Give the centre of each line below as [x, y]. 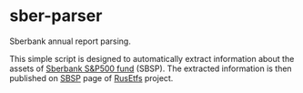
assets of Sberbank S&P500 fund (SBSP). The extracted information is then [151, 68]
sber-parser [56, 16]
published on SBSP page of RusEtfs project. [91, 77]
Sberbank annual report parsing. [71, 41]
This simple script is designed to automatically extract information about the [152, 58]
